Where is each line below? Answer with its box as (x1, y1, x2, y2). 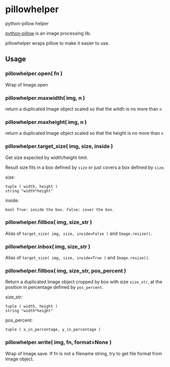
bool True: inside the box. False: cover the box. (5, 207, 115, 212)
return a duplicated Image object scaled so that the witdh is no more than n (5, 106, 162, 112)
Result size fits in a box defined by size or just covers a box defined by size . (5, 164, 165, 170)
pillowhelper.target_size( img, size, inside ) (5, 143, 113, 150)
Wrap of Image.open (5, 81, 48, 87)
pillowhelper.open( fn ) (5, 70, 62, 77)
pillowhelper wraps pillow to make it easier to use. (5, 40, 110, 46)
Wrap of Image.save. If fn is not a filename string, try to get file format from (5, 350, 162, 356)
